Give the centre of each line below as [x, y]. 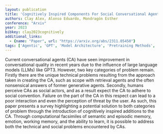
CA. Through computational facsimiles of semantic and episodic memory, [78, 116]
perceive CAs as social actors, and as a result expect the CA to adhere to [78, 90]
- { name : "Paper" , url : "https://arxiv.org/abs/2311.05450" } [73, 41]
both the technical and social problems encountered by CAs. [65, 126]
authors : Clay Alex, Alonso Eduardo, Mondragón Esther [62, 18]
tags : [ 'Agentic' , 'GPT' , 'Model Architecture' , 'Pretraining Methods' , [80, 46]
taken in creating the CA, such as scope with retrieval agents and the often [80, 80]
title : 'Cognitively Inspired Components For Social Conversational [76, 14]
